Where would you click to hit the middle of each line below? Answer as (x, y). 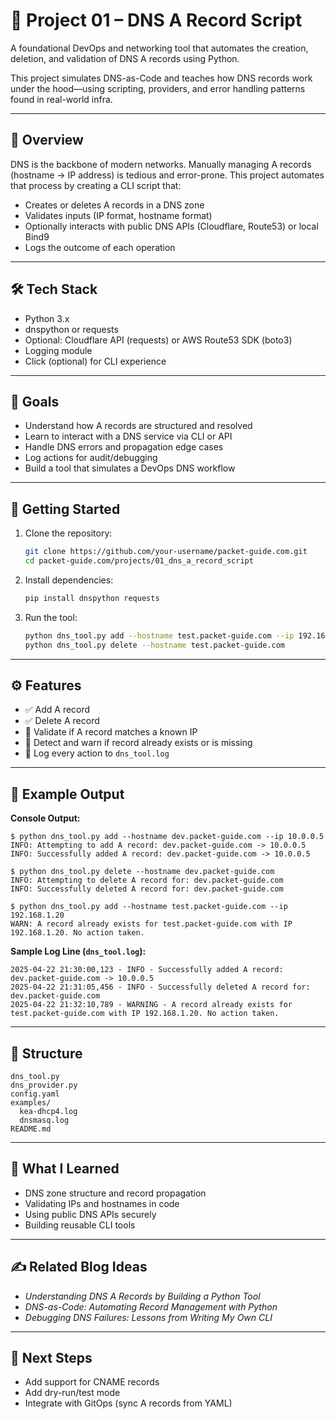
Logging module (58, 350)
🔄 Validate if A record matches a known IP (111, 732)
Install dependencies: (69, 580)
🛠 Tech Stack (54, 289)
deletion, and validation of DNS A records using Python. (125, 58)
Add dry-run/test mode (72, 1393)
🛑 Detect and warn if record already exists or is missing (138, 743)
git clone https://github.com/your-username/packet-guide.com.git (166, 552)
